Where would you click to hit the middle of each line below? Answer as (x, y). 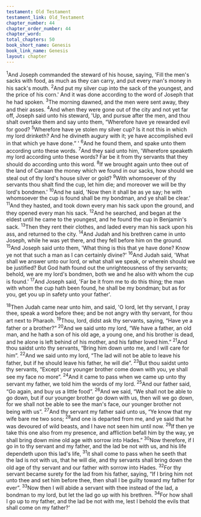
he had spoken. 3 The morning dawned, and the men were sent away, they (98, 101)
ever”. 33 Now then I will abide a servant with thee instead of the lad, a (92, 487)
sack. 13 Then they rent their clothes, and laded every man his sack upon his (100, 226)
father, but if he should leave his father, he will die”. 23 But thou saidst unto (97, 362)
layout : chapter (26, 56)
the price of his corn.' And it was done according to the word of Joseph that (100, 94)
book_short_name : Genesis (38, 46)
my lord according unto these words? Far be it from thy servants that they (97, 157)
